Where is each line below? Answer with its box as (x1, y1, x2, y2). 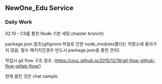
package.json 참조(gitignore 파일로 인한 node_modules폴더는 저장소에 (5, 41, 144, 47)
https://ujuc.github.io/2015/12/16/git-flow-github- (55, 57, 156, 63)
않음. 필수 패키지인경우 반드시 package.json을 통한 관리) (10, 47, 120, 53)
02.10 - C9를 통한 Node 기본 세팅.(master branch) (5, 30, 104, 36)
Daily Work (5, 19, 32, 26)
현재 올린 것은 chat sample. (5, 73, 59, 79)
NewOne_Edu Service (5, 4, 74, 12)
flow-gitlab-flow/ (5, 63, 40, 69)
